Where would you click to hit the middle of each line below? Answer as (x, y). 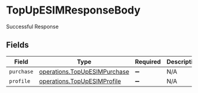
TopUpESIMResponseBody (73, 10)
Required (148, 61)
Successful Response (32, 26)
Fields (18, 45)
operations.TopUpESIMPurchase (84, 71)
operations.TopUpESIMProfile (80, 81)
